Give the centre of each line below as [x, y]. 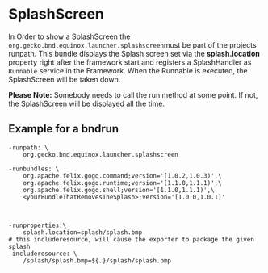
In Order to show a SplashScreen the [69, 36]
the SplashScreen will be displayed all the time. [87, 103]
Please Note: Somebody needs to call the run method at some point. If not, [133, 94]
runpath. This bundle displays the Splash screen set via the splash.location [134, 53]
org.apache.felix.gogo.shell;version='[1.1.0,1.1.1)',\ [119, 190]
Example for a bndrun [64, 129]
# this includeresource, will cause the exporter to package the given [131, 239]
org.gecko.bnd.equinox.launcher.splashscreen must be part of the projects [132, 44]
